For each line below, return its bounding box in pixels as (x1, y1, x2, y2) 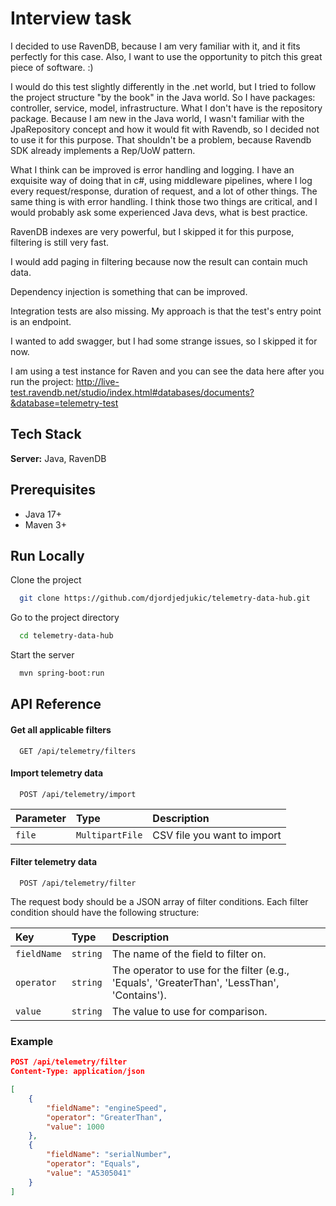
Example (10, 1034, 54, 1048)
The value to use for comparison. (111, 1005, 268, 1018)
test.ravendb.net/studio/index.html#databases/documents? (10, 386, 255, 398)
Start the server (10, 649, 75, 661)
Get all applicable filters (10, 723, 112, 736)
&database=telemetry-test (10, 397, 119, 409)
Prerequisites (10, 482, 96, 499)
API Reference (10, 696, 102, 713)
